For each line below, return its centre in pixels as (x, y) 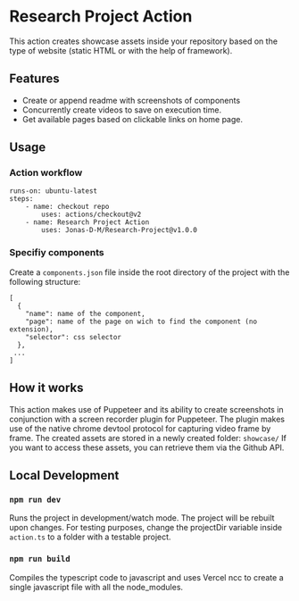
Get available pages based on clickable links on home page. (133, 119)
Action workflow (46, 173)
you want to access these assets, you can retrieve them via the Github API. (147, 447)
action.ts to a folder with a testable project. (90, 537)
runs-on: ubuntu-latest (54, 191)
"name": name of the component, (85, 313)
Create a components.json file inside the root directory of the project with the (149, 272)
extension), (31, 329)
